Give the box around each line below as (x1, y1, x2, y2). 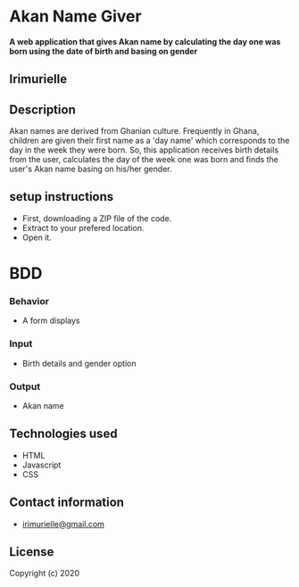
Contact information (9, 495, 125, 510)
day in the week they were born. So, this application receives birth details (9, 145, 279, 155)
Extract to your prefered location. (21, 222, 145, 233)
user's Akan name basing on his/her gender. (9, 163, 172, 174)
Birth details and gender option (21, 358, 137, 368)
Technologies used (9, 426, 118, 442)
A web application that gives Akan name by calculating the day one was (9, 36, 281, 46)
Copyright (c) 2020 (9, 568, 80, 579)
